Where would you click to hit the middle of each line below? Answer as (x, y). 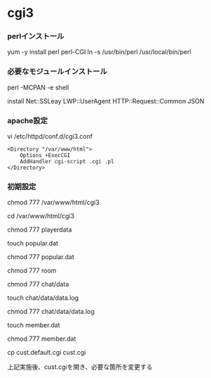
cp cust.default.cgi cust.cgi (47, 353)
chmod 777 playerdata (40, 229)
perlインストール (36, 37)
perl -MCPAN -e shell (38, 87)
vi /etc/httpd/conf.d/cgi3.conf (50, 137)
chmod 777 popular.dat (41, 257)
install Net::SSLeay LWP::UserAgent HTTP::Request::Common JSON (106, 101)
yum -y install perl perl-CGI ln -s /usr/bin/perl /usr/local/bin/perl (99, 52)
